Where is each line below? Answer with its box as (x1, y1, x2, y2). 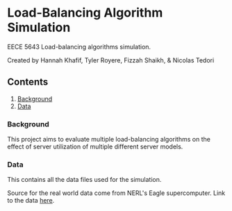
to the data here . (7, 196, 55, 205)
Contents (7, 76, 49, 88)
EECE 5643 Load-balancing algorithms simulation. (7, 42, 151, 51)
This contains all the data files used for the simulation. (7, 176, 162, 184)
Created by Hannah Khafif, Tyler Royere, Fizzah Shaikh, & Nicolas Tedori (7, 56, 215, 64)
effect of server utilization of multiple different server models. (7, 142, 183, 151)
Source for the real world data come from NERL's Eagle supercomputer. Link (7, 189, 226, 197)
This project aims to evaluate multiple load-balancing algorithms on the (7, 135, 210, 144)
